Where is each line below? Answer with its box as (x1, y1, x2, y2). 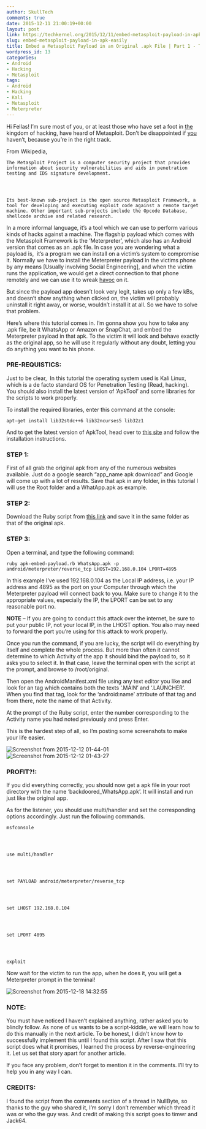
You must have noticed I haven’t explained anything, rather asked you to (6, 1017, 189, 1024)
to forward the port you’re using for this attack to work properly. (6, 628, 167, 635)
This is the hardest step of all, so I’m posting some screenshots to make (6, 727, 188, 734)
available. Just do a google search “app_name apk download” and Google (6, 471, 193, 478)
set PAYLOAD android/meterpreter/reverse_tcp (6, 878, 124, 884)
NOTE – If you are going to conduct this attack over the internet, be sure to (6, 614, 195, 622)
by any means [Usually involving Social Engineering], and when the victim (6, 263, 193, 270)
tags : (6, 77, 20, 83)
